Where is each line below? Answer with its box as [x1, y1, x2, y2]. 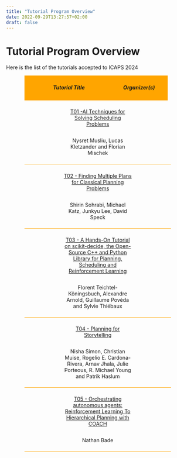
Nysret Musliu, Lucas [72, 137, 124, 144]
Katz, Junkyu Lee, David [68, 207, 127, 214]
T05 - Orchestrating [73, 395, 122, 402]
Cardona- [107, 354, 131, 361]
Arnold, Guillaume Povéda [66, 296, 130, 303]
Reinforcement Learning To [64, 408, 131, 415]
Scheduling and [79, 261, 117, 268]
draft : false [6, 19, 38, 25]
